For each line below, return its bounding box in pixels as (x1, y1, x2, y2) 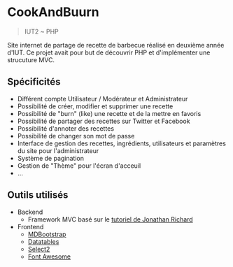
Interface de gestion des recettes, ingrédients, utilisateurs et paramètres (17, 139, 226, 147)
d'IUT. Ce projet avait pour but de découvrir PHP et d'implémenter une (7, 48, 211, 57)
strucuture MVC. (7, 55, 55, 64)
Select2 (27, 245, 50, 253)
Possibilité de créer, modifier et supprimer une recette (17, 102, 174, 110)
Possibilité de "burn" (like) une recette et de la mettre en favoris (17, 109, 202, 117)
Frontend (17, 222, 44, 231)
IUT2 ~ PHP (24, 27, 59, 36)
